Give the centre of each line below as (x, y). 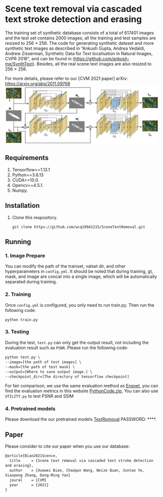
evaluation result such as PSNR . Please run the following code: (66, 348)
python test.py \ (23, 357)
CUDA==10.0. (26, 180)
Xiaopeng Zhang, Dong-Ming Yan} (38, 475)
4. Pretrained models (30, 408)
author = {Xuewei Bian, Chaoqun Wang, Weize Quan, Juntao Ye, (77, 470)
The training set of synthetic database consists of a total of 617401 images (80, 33)
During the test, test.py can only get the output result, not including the (77, 342)
